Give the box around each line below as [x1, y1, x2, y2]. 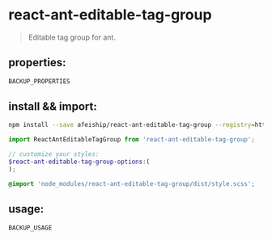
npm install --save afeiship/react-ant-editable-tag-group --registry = [8, 121, 255, 129]
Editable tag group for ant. [28, 32, 116, 42]
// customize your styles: [8, 150, 100, 158]
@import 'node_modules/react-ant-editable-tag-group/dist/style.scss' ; [8, 179, 255, 187]
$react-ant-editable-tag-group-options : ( [8, 158, 151, 166]
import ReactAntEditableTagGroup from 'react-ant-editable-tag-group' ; [8, 136, 255, 144]
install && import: [8, 99, 97, 114]
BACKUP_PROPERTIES [8, 77, 70, 86]
